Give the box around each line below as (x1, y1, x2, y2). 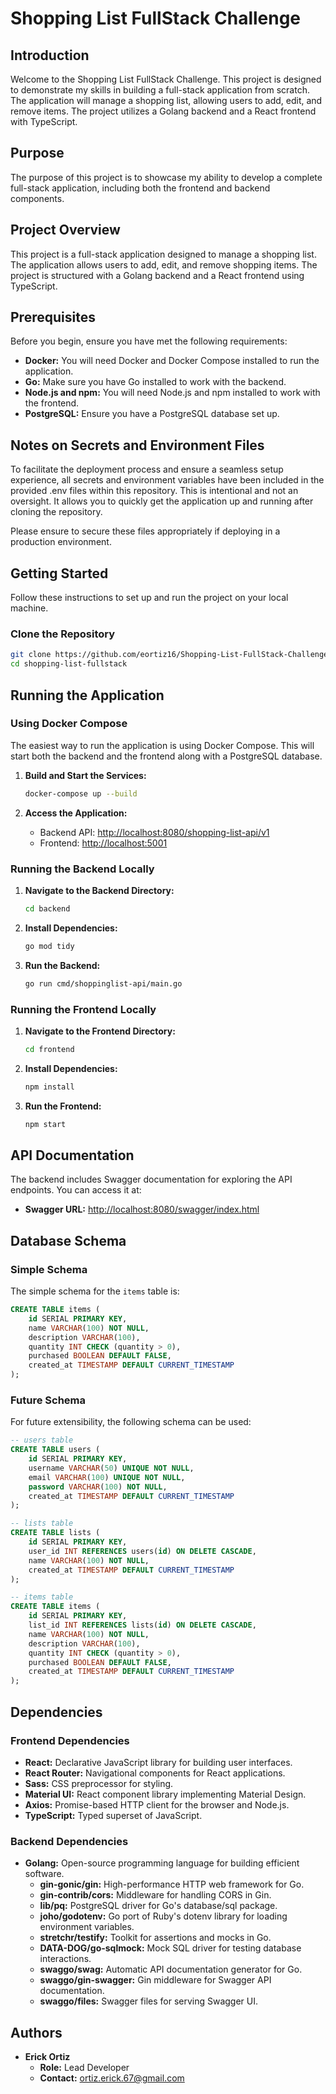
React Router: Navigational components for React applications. (24, 1767, 286, 1779)
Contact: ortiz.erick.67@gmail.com (39, 2072, 185, 2084)
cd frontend (24, 1044, 75, 1054)
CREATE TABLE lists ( (10, 1528, 101, 1538)
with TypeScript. (10, 116, 78, 127)
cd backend (24, 903, 71, 914)
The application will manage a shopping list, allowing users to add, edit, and (10, 95, 323, 106)
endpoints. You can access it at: (10, 1184, 142, 1196)
